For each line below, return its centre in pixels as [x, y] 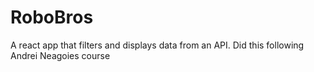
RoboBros [52, 17]
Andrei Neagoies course [60, 55]
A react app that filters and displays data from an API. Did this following [157, 45]
